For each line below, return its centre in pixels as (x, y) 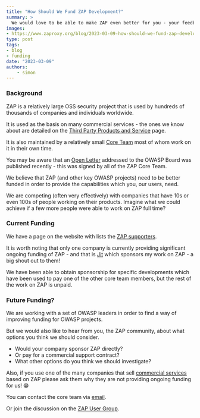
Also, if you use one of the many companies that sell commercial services (96, 373)
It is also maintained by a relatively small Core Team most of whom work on (99, 142)
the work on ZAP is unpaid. (39, 285)
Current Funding (30, 224)
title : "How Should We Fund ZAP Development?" (65, 12)
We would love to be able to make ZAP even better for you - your (96, 23)
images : (16, 28)
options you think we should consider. (53, 337)
